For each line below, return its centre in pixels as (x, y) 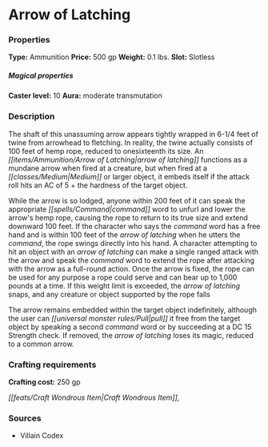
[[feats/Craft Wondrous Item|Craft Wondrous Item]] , (94, 397)
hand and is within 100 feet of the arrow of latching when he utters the (124, 235)
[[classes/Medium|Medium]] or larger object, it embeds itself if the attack (129, 176)
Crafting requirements (52, 364)
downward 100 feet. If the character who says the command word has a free (134, 226)
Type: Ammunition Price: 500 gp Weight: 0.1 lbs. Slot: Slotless (112, 57)
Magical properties (41, 76)
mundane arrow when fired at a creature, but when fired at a (108, 168)
